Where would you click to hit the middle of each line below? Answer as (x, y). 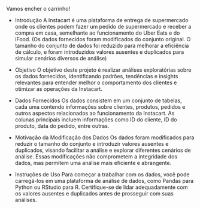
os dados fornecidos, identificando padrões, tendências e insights (96, 76)
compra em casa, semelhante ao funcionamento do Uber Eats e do (97, 33)
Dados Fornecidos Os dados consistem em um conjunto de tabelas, (98, 100)
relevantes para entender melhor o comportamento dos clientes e (96, 82)
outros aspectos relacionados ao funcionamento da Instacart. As (95, 113)
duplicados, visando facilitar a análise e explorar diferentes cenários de (103, 150)
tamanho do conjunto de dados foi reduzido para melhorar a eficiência (102, 45)
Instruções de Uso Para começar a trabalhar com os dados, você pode (102, 175)
